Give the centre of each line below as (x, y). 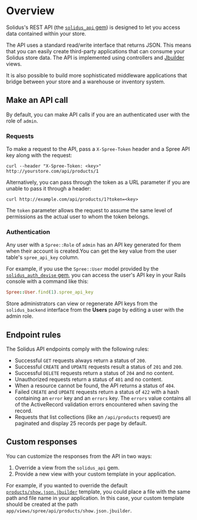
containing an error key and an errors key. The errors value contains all (103, 398)
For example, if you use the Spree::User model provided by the (83, 269)
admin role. (20, 316)
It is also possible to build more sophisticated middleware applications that (97, 75)
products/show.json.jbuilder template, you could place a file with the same (98, 492)
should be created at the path (42, 504)
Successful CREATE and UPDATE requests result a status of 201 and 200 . (98, 367)
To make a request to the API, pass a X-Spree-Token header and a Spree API (98, 149)
